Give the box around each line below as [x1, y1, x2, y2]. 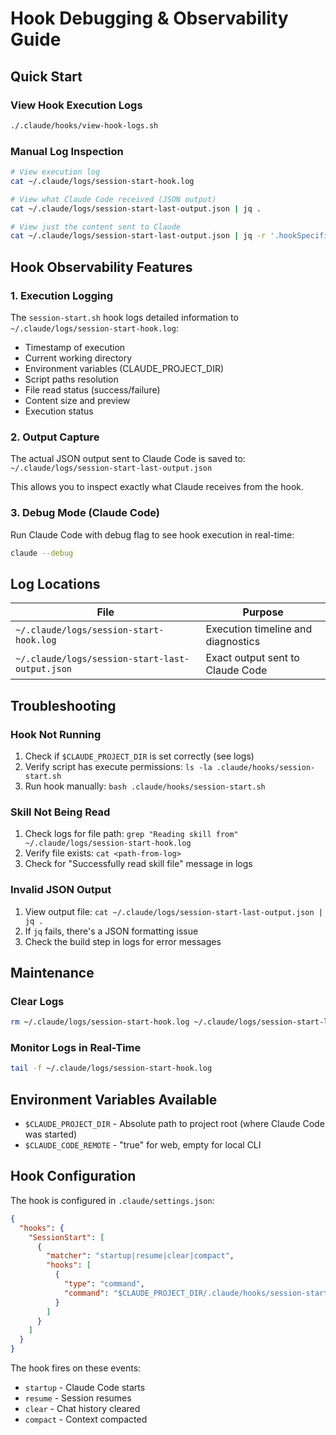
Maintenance [10, 964, 95, 981]
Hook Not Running [10, 727, 102, 741]
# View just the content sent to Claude [10, 222, 182, 232]
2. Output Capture [10, 430, 100, 444]
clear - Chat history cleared [24, 1403, 141, 1415]
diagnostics [205, 635, 261, 649]
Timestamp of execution [24, 341, 126, 353]
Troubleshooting [10, 697, 117, 714]
